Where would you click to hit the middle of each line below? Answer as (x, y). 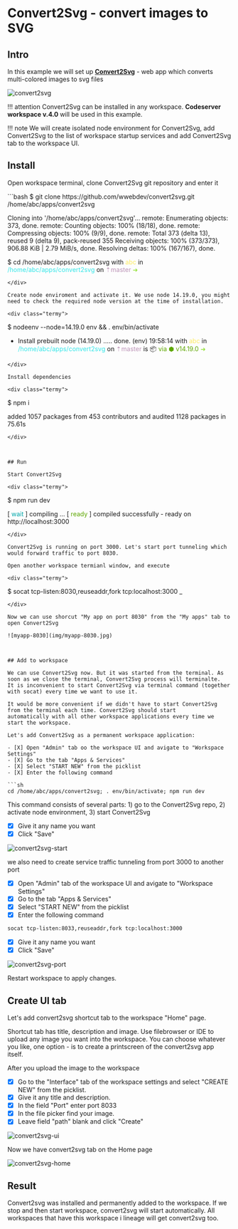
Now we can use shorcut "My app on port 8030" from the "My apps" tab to (119, 617)
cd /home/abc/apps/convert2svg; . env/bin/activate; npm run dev (106, 791)
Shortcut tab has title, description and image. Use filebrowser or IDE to (111, 1031)
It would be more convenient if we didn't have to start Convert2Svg (113, 704)
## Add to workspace (38, 660)
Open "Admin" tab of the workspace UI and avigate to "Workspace (115, 883)
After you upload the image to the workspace (74, 1068)
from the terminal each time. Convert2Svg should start (92, 710)
